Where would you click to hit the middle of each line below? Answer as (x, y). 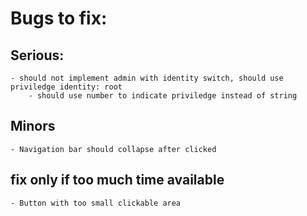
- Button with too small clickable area (96, 203)
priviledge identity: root (66, 87)
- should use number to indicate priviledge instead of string (163, 96)
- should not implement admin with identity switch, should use (147, 78)
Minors (33, 126)
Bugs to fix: (59, 18)
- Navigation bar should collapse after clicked (113, 149)
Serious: (37, 55)
